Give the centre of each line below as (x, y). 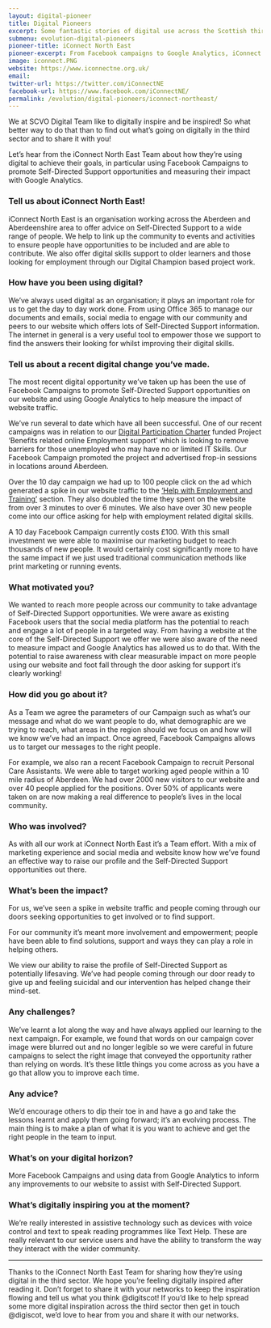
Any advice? (33, 1093)
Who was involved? (48, 826)
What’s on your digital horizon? (71, 1157)
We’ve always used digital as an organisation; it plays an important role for (132, 300)
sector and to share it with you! (60, 139)
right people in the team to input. (63, 1136)
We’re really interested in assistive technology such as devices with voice (130, 1223)
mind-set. (25, 991)
